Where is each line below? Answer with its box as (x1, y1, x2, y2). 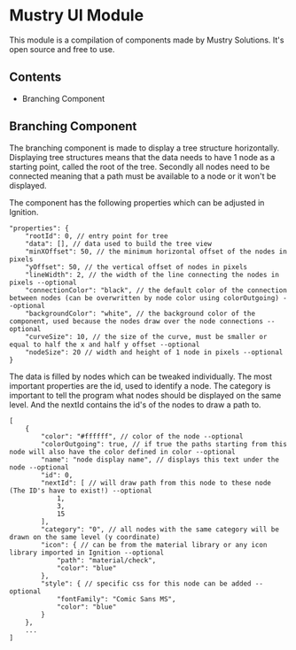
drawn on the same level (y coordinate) (9, 532, 161, 541)
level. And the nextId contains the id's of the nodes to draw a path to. (9, 399, 261, 410)
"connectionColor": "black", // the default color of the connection (25, 285, 288, 295)
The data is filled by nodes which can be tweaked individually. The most (9, 371, 272, 382)
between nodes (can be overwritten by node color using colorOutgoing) (9, 293, 279, 302)
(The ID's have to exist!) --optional (9, 486, 152, 495)
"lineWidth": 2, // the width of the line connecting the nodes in (25, 270, 279, 279)
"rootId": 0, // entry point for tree (25, 231, 168, 240)
